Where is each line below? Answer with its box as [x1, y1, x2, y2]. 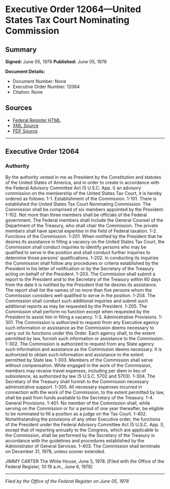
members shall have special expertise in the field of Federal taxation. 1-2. [5, 228, 158, 234]
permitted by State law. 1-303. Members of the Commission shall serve [5, 357, 153, 363]
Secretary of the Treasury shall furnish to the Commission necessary [5, 378, 149, 384]
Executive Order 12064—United [5, 4, 141, 15]
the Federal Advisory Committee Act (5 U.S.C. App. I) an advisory [5, 185, 142, 191]
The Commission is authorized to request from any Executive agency [15, 319, 159, 325]
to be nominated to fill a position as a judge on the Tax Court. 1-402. [5, 411, 147, 417]
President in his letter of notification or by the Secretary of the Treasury [5, 265, 154, 271]
